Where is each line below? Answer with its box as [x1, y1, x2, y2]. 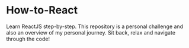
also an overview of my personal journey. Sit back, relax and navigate [6, 29, 176, 36]
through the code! [6, 35, 50, 42]
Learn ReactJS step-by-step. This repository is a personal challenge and [6, 23, 184, 30]
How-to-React [6, 4, 78, 17]
